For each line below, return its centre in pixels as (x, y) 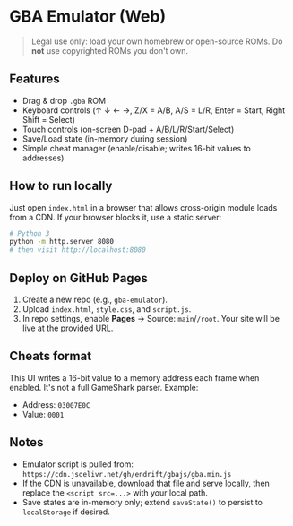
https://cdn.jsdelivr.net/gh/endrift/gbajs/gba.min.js (127, 474)
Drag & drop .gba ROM (64, 100)
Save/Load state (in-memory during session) (105, 138)
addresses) (43, 158)
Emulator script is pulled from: (78, 464)
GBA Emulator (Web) (88, 17)
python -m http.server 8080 (62, 242)
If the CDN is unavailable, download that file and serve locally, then (146, 483)
